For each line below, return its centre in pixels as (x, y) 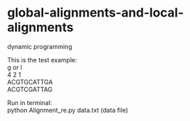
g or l (15, 67)
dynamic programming (40, 46)
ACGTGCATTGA (30, 82)
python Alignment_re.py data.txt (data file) (68, 110)
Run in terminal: (30, 102)
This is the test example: (42, 59)
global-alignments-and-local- (96, 13)
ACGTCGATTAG (30, 89)
